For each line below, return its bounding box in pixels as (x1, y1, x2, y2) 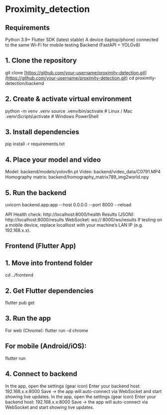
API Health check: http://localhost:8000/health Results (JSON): (5, 211, 135, 218)
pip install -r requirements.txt (5, 141, 65, 147)
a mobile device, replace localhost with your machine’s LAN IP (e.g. (5, 222, 144, 228)
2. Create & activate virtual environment (5, 95, 132, 103)
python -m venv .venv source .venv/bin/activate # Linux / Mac (5, 108, 133, 114)
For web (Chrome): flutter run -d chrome (5, 327, 88, 333)
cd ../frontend (5, 272, 33, 278)
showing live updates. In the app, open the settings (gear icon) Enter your (5, 394, 156, 400)
